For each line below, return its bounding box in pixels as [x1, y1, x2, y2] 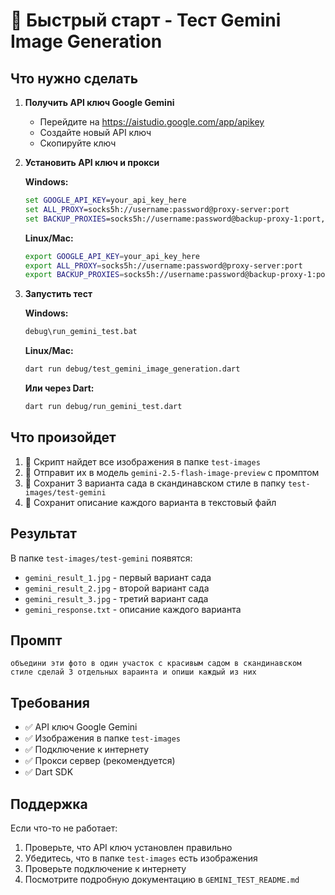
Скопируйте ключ [39, 137, 117, 149]
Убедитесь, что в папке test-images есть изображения [24, 852, 258, 864]
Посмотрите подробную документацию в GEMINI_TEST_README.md [24, 873, 300, 885]
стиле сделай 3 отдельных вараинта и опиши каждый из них [10, 667, 257, 678]
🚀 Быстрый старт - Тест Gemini [10, 9, 282, 32]
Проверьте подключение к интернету [24, 862, 187, 874]
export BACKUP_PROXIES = [24, 270, 125, 280]
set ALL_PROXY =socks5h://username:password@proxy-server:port [24, 204, 290, 214]
